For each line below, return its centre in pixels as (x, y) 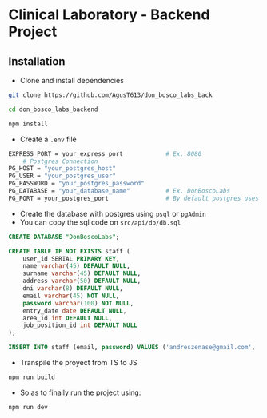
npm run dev (28, 407)
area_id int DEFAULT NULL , (68, 318)
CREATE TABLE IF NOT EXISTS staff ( (69, 251)
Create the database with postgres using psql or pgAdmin (113, 213)
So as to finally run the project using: (80, 392)
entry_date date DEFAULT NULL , (75, 311)
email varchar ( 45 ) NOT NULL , (71, 296)
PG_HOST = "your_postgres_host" (62, 169)
